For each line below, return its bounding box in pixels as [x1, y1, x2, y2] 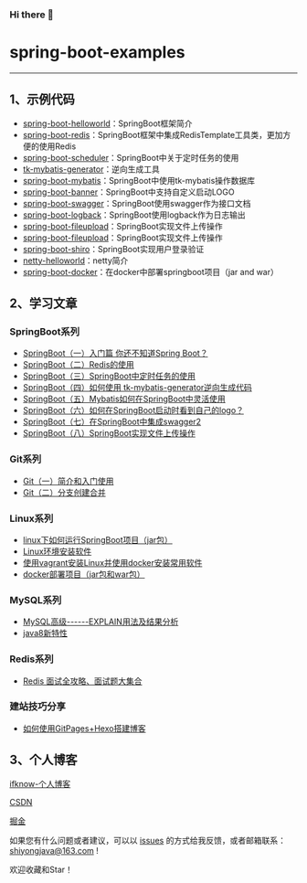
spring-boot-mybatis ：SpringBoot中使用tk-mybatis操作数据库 [22, 175, 256, 186]
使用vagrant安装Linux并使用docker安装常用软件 [22, 557, 203, 568]
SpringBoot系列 [9, 324, 80, 337]
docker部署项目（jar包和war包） [22, 569, 145, 580]
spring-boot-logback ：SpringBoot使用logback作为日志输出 [22, 209, 246, 220]
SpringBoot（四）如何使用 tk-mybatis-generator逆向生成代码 [22, 382, 253, 393]
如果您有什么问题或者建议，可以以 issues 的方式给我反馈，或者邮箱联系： [9, 835, 286, 846]
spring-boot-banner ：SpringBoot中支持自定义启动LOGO [22, 186, 235, 197]
